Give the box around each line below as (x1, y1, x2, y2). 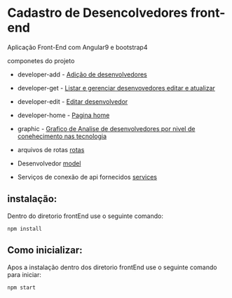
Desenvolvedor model (17, 159, 81, 168)
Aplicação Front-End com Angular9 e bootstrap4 (7, 43, 148, 51)
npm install (7, 225, 42, 232)
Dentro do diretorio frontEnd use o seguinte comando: (7, 212, 163, 220)
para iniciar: (7, 270, 42, 278)
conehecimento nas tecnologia (17, 132, 107, 140)
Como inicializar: (7, 244, 83, 257)
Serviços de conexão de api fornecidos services (17, 172, 158, 181)
